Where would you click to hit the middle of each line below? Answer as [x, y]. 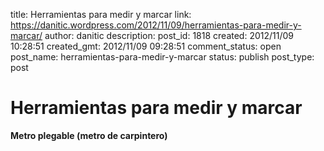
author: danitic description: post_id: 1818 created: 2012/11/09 [169, 35]
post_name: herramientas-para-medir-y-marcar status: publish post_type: [162, 57]
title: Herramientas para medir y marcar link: [101, 14]
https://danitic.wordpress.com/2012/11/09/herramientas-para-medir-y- [156, 25]
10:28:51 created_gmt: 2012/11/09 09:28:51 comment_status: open [146, 46]
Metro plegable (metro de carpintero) [89, 135]
